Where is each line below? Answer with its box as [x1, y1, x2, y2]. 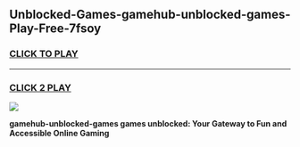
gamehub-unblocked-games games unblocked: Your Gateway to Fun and [9, 118, 287, 128]
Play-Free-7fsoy [9, 21, 102, 37]
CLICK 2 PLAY [9, 81, 71, 94]
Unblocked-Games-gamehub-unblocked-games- [9, 7, 291, 22]
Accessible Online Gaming [9, 127, 110, 138]
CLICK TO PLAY [9, 48, 79, 61]
